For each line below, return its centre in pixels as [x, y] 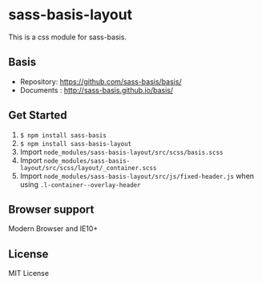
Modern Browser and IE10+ [53, 229]
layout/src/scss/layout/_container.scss [88, 168]
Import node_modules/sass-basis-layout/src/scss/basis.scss [121, 152]
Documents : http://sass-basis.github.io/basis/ [97, 90]
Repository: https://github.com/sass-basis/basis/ [101, 81]
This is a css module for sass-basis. [67, 37]
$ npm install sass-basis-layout [76, 144]
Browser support [51, 209]
